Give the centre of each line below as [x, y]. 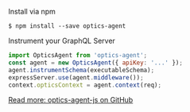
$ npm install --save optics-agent [67, 26]
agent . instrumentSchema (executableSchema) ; [81, 70]
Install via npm [32, 12]
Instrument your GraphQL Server [62, 41]
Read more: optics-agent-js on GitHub [71, 100]
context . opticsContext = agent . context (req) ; [85, 85]
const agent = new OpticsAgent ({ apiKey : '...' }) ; [95, 63]
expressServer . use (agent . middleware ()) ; [76, 77]
